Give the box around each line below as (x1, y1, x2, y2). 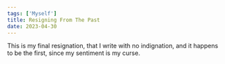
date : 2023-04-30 (7, 23, 57, 30)
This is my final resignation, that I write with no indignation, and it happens (7, 42, 219, 50)
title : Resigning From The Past (7, 17, 100, 23)
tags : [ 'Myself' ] (7, 10, 57, 17)
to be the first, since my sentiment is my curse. (7, 49, 140, 57)
